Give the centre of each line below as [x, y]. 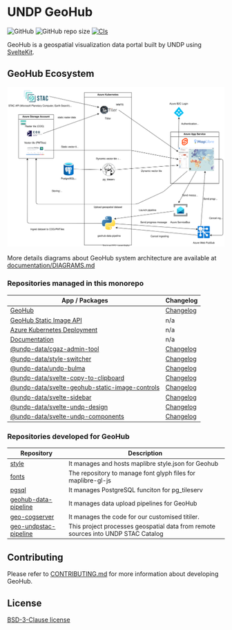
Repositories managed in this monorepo [76, 283]
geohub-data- [31, 500]
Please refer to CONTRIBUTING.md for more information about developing [113, 574]
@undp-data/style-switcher [51, 359]
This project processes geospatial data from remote [142, 526]
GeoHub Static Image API [46, 320]
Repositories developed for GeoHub [68, 436]
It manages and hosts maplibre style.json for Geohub [144, 463]
